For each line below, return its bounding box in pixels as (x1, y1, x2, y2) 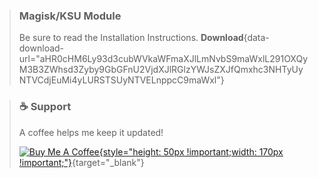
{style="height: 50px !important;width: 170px (98, 145, 284, 158)
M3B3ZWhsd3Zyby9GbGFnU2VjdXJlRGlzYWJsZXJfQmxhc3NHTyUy (18, 64, 304, 76)
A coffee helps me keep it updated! (18, 126, 164, 138)
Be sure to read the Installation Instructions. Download (18, 32, 244, 44)
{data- (243, 32, 270, 44)
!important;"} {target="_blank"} (18, 156, 145, 168)
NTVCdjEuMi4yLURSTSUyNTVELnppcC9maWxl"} (18, 74, 225, 86)
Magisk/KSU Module (18, 9, 122, 23)
